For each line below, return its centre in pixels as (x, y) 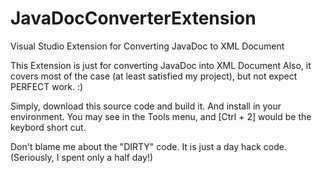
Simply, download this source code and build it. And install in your (146, 106)
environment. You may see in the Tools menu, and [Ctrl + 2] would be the (161, 116)
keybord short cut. (48, 127)
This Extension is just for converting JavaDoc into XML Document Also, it (161, 65)
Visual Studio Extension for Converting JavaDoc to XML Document (147, 46)
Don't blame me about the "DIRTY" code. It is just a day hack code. (148, 146)
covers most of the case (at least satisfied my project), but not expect (154, 76)
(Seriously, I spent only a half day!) (82, 157)
